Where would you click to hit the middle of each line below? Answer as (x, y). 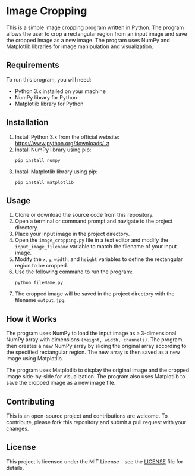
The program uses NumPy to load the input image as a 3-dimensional (91, 333)
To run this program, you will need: (49, 79)
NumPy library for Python (46, 97)
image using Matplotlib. (35, 359)
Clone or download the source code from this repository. (84, 215)
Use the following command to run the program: (73, 272)
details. (15, 468)
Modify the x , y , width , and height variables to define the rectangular (99, 259)
